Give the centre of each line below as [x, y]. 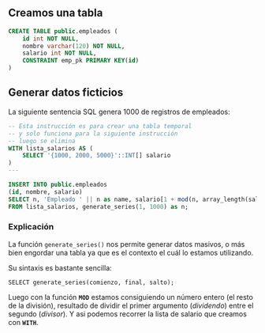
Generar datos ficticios [66, 93]
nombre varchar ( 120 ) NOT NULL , [74, 46]
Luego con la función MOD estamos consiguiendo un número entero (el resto [131, 297]
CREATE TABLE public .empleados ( [63, 31]
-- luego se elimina [42, 141]
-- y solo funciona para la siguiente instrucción [93, 134]
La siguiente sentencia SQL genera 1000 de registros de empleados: [119, 112]
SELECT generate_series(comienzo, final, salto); [91, 282]
